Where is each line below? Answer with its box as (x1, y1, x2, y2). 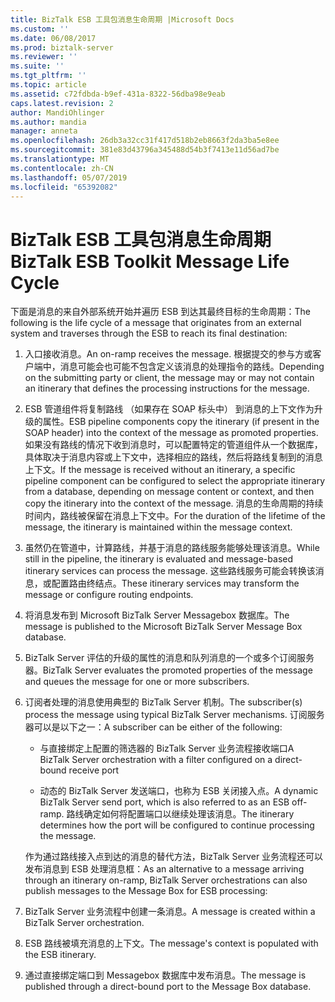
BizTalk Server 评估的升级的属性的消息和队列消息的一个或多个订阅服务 (24, 652, 315, 664)
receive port (68, 764, 120, 776)
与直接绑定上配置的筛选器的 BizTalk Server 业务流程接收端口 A (39, 742, 295, 755)
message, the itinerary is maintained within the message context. (24, 521, 293, 533)
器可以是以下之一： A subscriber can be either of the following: (24, 721, 283, 733)
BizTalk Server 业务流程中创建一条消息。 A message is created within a (24, 906, 316, 918)
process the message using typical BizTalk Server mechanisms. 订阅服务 (24, 709, 325, 721)
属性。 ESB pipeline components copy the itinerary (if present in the (42, 416, 320, 428)
